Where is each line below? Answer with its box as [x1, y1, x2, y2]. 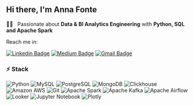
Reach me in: [6, 38, 38, 45]
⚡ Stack [6, 65, 28, 73]
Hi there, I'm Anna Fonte [6, 5, 98, 15]
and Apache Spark [6, 27, 53, 34]
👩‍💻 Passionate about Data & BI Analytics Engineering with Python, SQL [6, 20, 185, 27]
